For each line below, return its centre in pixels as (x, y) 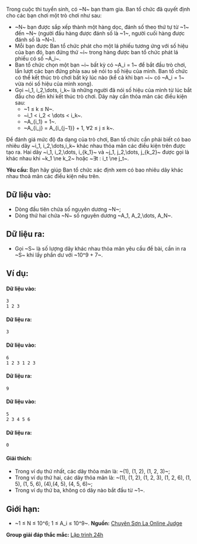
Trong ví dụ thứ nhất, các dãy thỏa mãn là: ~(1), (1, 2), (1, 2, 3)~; (92, 472)
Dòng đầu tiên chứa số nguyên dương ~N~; (68, 209)
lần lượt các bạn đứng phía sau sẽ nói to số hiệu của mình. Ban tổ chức (101, 71)
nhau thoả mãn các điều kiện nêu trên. (53, 176)
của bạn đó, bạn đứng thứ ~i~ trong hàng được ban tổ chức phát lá (96, 52)
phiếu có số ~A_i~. (38, 58)
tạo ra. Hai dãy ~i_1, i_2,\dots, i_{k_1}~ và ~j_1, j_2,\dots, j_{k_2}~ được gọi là (98, 152)
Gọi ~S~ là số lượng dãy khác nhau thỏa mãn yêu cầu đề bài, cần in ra (100, 248)
